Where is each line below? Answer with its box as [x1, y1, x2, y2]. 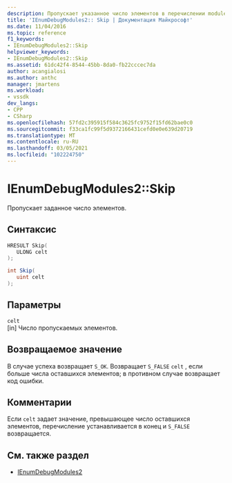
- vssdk [7, 94, 30, 101]
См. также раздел [7, 449, 90, 461]
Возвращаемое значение [7, 344, 123, 355]
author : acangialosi [7, 68, 67, 75]
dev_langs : [7, 100, 39, 107]
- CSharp [7, 112, 32, 119]
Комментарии [7, 396, 72, 408]
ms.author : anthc [7, 74, 57, 81]
